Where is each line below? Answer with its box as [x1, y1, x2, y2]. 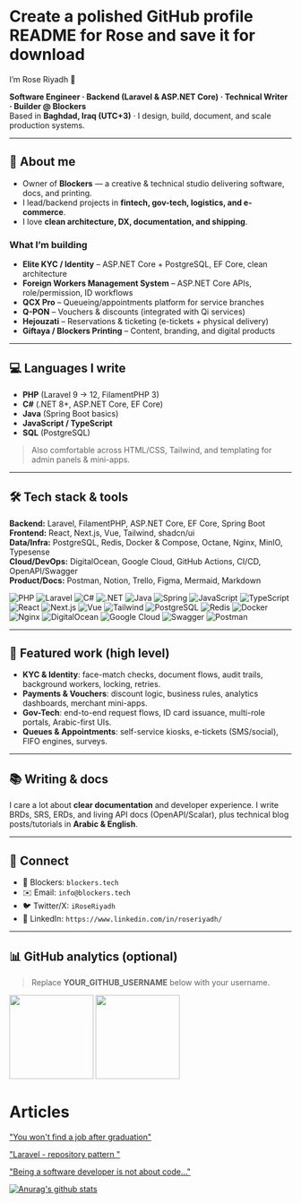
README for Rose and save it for [9, 25, 255, 46]
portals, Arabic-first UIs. [21, 717, 112, 727]
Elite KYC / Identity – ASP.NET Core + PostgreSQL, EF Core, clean [21, 259, 268, 270]
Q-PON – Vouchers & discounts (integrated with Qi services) [21, 306, 246, 317]
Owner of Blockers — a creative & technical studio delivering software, [21, 177, 285, 189]
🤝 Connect [9, 853, 69, 868]
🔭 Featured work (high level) [9, 646, 170, 661]
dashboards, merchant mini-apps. [21, 698, 148, 709]
